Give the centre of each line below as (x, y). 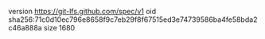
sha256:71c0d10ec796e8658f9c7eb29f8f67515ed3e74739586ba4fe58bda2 (133, 19)
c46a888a (25, 28)
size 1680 (59, 28)
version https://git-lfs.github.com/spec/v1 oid (82, 11)
